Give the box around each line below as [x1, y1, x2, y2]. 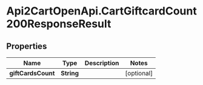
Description [84, 59, 119, 67]
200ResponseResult [6, 17, 111, 31]
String [60, 69, 79, 77]
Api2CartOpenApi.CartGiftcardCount [6, 4, 197, 18]
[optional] [125, 69, 153, 77]
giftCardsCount [9, 69, 55, 77]
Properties [6, 41, 47, 51]
